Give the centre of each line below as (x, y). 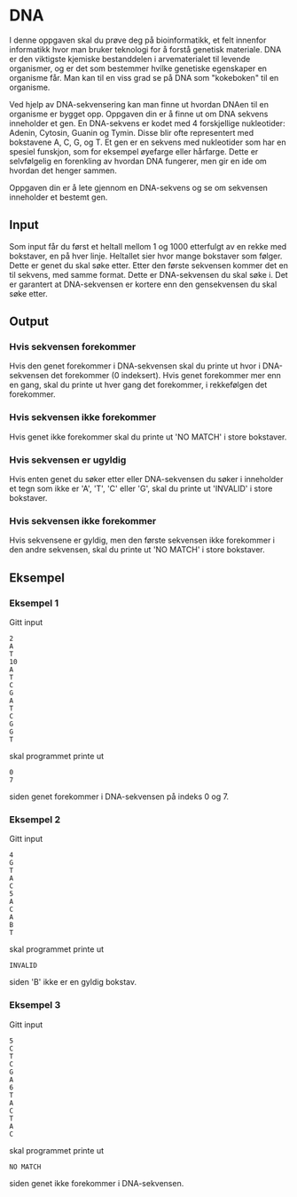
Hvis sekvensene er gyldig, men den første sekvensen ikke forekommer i (142, 540)
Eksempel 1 (34, 603)
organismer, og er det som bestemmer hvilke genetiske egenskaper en (138, 68)
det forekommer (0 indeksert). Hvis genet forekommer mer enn (166, 376)
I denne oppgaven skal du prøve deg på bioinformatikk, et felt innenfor (138, 40)
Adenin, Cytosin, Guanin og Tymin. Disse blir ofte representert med (132, 132)
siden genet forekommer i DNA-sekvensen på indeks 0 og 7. (119, 797)
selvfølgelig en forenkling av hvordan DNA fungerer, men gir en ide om (138, 161)
